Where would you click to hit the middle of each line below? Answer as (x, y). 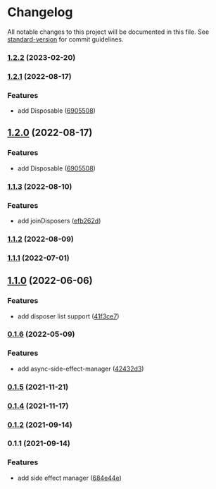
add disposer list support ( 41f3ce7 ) (68, 316)
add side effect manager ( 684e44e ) (69, 478)
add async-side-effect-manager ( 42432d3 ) (81, 369)
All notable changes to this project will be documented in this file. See (108, 32)
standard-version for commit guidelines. (65, 39)
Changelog (40, 12)
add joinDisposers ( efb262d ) (59, 221)
